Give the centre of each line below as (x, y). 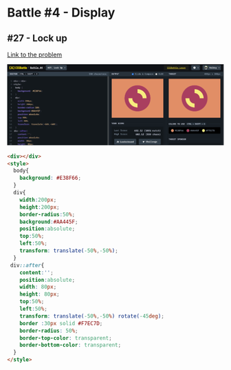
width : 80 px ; (38, 287)
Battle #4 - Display (61, 13)
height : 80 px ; (40, 294)
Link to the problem (35, 54)
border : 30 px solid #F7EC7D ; (61, 323)
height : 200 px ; (40, 207)
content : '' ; (36, 273)
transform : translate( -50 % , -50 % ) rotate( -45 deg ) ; (92, 316)
